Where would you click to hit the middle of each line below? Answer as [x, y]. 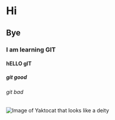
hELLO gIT [19, 64]
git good [17, 77]
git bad [15, 92]
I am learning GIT [31, 50]
